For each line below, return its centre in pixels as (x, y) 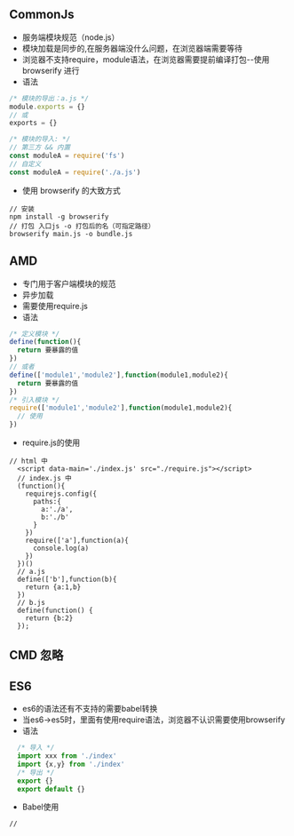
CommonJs (42, 15)
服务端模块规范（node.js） (71, 37)
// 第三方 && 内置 (40, 147)
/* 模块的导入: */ (40, 139)
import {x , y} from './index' (71, 764)
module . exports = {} (48, 107)
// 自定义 (25, 163)
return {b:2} (49, 618)
